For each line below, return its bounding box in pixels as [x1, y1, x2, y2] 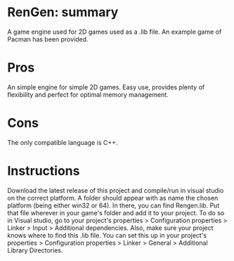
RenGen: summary [7, 4, 119, 20]
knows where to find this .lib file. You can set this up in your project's [7, 231, 207, 239]
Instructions [7, 163, 80, 179]
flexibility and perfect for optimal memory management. [7, 90, 169, 98]
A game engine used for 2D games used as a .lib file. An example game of [7, 27, 222, 36]
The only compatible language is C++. [7, 138, 118, 146]
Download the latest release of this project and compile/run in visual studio [7, 186, 224, 194]
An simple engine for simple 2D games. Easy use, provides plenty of [7, 82, 205, 91]
